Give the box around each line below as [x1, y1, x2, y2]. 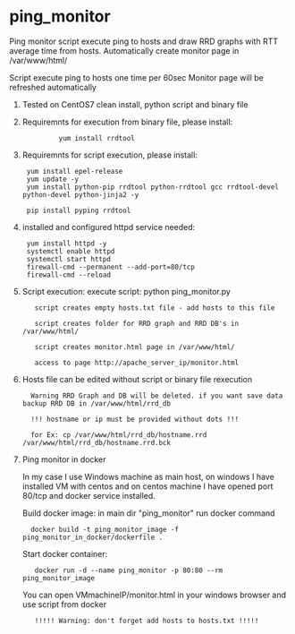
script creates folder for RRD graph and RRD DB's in [34, 319, 240, 328]
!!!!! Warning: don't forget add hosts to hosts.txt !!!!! [34, 616, 259, 625]
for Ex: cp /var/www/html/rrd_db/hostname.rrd [30, 430, 207, 440]
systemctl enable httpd [26, 246, 115, 256]
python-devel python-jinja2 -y [21, 190, 139, 199]
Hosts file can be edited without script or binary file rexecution [21, 373, 253, 384]
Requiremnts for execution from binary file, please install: [21, 116, 233, 127]
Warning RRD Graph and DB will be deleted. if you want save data [30, 391, 283, 400]
